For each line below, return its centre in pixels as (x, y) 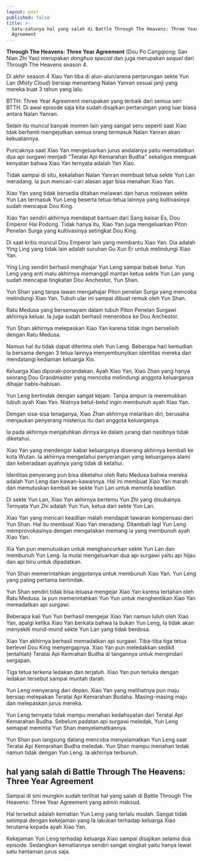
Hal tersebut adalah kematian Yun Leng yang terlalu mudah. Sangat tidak (97, 814)
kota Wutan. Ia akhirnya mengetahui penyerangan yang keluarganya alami (98, 457)
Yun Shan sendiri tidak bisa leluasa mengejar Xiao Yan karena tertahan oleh (100, 592)
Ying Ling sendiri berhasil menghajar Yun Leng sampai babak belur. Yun (96, 267)
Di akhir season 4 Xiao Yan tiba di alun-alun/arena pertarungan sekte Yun (98, 76)
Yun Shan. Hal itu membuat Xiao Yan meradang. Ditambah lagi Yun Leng (96, 524)
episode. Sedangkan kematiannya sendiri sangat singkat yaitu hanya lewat (99, 845)
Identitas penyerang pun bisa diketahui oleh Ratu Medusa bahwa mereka (97, 475)
